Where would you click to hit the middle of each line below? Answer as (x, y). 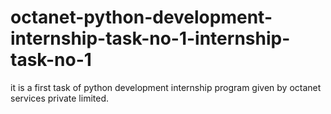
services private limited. (60, 98)
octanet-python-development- (141, 17)
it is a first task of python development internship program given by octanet (166, 87)
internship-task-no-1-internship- (150, 38)
